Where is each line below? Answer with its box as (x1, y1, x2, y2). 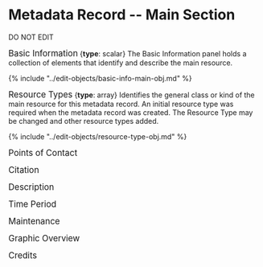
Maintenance (8, 216, 60, 227)
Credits (8, 249, 38, 261)
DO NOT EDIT (8, 32, 54, 42)
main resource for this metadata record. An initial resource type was (8, 99, 234, 109)
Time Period (8, 199, 57, 210)
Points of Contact (8, 147, 78, 158)
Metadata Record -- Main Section (8, 6, 236, 24)
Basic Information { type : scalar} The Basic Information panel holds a (8, 47, 247, 59)
